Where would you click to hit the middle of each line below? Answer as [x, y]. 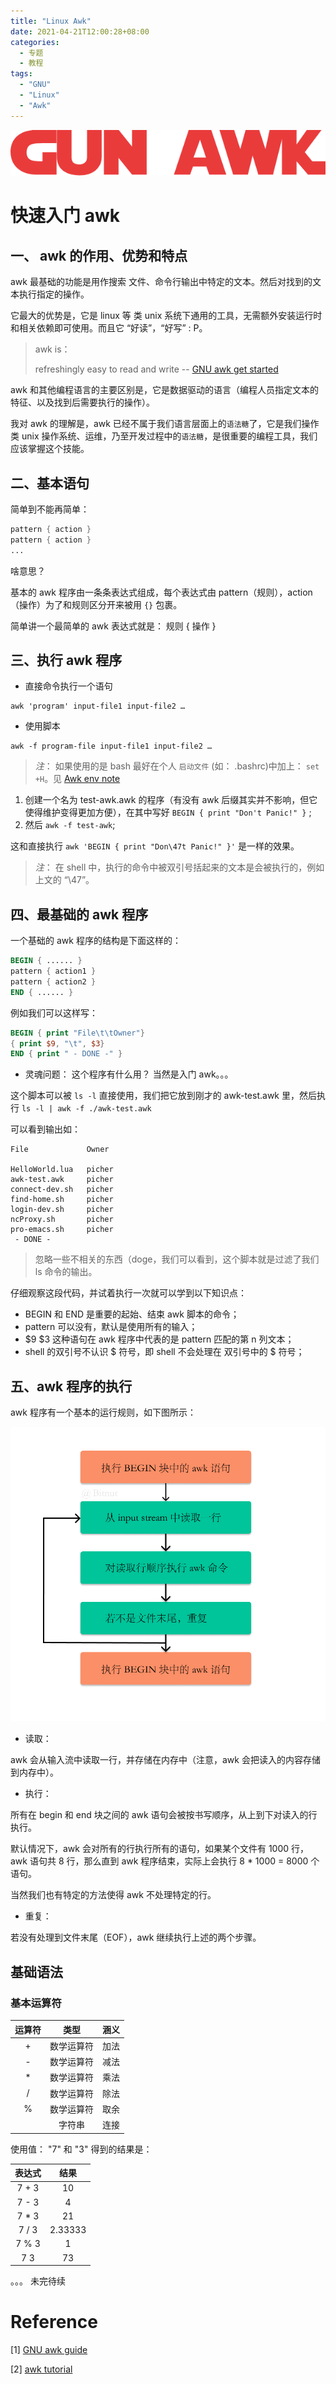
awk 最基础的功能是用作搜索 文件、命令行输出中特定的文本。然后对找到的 [161, 282]
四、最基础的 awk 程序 [79, 914]
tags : [21, 74]
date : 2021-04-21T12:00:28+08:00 [80, 31]
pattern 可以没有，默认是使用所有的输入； [111, 1327]
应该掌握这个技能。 [50, 449]
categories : [35, 42]
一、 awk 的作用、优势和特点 [99, 255]
